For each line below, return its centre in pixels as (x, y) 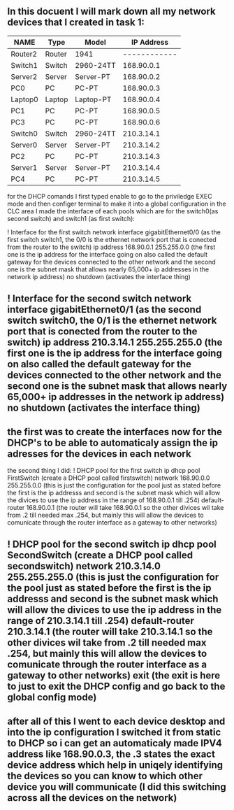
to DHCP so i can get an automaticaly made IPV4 (115, 743)
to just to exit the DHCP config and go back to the (116, 687)
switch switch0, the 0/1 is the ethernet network (112, 321)
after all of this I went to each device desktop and (116, 721)
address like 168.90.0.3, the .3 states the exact (111, 754)
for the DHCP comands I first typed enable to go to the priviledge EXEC (110, 196)
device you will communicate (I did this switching (117, 787)
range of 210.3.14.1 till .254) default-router (101, 621)
